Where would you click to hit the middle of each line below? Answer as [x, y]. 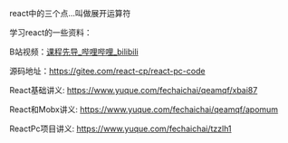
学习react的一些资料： [51, 33]
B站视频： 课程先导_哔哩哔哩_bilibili [74, 52]
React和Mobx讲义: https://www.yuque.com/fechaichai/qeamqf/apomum [144, 110]
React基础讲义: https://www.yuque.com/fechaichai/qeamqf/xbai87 [134, 90]
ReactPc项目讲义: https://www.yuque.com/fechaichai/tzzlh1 [121, 129]
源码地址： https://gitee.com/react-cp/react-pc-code [107, 71]
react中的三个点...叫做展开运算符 [70, 13]
